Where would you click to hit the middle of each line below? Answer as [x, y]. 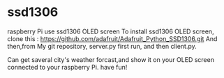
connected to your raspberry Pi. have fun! [67, 67]
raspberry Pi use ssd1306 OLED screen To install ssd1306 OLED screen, [111, 31]
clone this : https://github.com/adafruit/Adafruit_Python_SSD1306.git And [112, 38]
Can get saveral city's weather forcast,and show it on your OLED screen [111, 59]
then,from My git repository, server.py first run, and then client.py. [102, 46]
